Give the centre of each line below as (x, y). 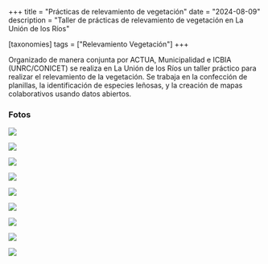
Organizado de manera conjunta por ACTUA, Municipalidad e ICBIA (120, 60)
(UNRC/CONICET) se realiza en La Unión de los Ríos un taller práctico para (132, 68)
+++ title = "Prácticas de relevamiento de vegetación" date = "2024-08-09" (134, 12)
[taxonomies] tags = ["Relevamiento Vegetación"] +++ (99, 44)
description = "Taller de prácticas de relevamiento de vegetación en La (126, 20)
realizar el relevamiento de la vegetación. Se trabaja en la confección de (128, 77)
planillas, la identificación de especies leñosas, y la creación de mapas (126, 85)
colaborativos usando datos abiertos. (70, 94)
